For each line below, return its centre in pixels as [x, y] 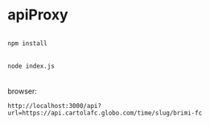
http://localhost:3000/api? [55, 106]
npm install [27, 43]
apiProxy [38, 15]
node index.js [31, 66]
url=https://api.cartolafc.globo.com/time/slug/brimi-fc [105, 113]
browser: [23, 91]
